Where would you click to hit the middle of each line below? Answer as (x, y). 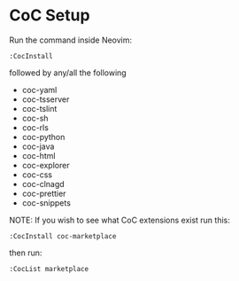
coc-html (39, 155)
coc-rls (35, 127)
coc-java (38, 146)
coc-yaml (39, 90)
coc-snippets (46, 203)
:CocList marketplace (49, 269)
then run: (26, 253)
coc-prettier (44, 193)
